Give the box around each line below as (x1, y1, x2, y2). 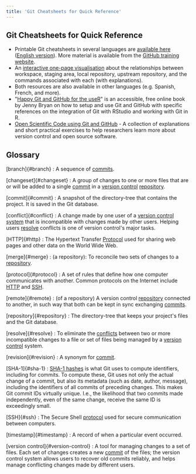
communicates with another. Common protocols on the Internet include (6, 277, 178, 284)
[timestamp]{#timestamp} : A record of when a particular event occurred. (6, 431, 183, 438)
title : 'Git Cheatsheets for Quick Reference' (6, 8, 122, 15)
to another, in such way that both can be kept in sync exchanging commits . (6, 301, 187, 308)
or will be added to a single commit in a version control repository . (6, 183, 166, 190)
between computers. (6, 420, 57, 427)
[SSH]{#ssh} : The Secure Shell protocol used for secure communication (6, 414, 181, 421)
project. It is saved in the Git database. (6, 200, 99, 208)
